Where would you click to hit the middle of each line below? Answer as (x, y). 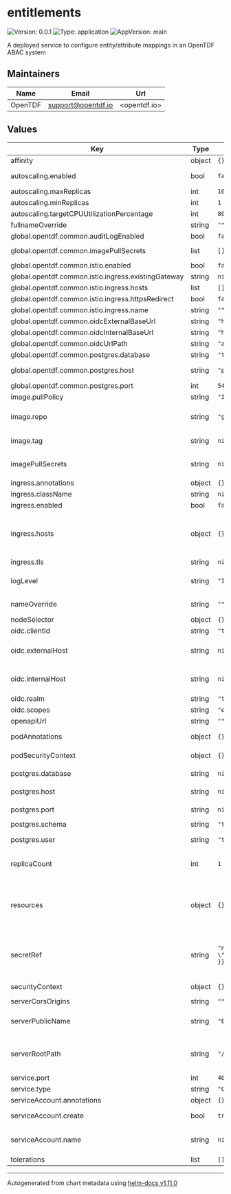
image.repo (29, 416)
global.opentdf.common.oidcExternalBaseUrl (83, 321)
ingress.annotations (42, 483)
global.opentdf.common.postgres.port (72, 385)
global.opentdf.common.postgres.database (80, 354)
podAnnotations (36, 736)
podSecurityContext (43, 755)
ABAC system (26, 52)
